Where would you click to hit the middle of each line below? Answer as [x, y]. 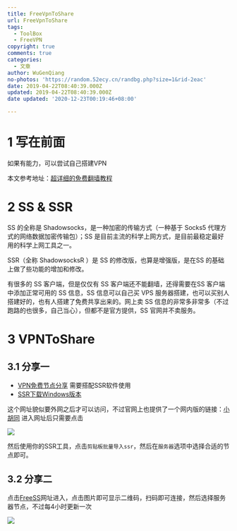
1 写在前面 [36, 142]
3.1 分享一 [29, 367]
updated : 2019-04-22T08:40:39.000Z [60, 92]
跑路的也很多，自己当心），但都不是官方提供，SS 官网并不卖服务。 [103, 310]
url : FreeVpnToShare [38, 20]
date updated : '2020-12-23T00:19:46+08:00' [72, 99]
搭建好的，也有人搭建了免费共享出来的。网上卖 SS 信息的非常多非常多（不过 [118, 301]
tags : [15, 27]
